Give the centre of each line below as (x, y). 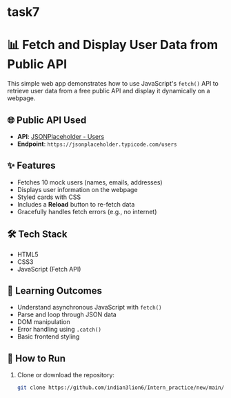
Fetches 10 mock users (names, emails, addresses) (90, 182)
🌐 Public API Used (47, 120)
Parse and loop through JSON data (67, 314)
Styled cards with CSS (49, 197)
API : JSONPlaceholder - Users (61, 136)
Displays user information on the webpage (77, 189)
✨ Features (31, 165)
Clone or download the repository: (66, 375)
